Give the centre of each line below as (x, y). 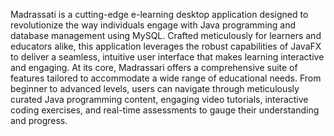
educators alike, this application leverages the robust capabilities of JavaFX (166, 46)
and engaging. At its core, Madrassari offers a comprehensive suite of (154, 67)
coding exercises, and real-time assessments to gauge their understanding (165, 110)
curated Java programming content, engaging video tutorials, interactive (159, 99)
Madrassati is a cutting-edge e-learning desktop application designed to (159, 14)
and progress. (39, 120)
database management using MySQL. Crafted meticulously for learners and (166, 35)
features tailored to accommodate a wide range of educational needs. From (166, 78)
